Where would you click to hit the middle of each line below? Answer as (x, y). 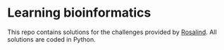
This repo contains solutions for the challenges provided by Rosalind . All (112, 32)
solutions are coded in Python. (52, 39)
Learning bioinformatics (79, 13)
